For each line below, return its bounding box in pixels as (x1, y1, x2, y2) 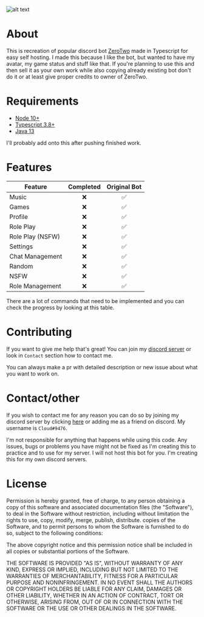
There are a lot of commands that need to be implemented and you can (6, 297, 185, 304)
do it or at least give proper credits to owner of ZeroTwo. (6, 73, 148, 80)
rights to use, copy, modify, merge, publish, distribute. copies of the (6, 516, 176, 523)
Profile (9, 212, 29, 221)
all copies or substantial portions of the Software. (6, 548, 129, 555)
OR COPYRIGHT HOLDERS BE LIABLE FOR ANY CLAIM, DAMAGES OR (6, 585, 182, 593)
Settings (9, 242, 33, 251)
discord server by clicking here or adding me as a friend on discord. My (6, 417, 186, 425)
